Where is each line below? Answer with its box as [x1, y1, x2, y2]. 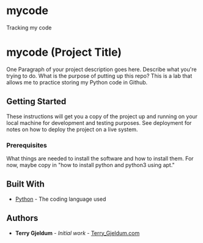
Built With [6, 179, 45, 190]
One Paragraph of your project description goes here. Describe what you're [6, 65, 197, 73]
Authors [6, 213, 39, 223]
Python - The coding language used [15, 195, 106, 203]
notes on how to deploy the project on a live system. [6, 125, 138, 133]
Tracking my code [6, 24, 52, 31]
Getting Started [6, 96, 67, 107]
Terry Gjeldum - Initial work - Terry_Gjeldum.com [15, 229, 140, 236]
